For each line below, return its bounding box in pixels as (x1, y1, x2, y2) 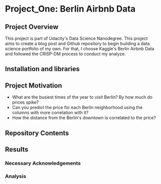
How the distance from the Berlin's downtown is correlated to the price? (12, 115, 156, 121)
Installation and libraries (5, 65, 80, 73)
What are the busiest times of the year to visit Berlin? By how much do (12, 94, 153, 100)
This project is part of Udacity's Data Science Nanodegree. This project (5, 35, 148, 41)
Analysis (5, 173, 27, 180)
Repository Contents (5, 129, 69, 137)
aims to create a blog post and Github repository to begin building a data (5, 41, 150, 46)
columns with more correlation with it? (12, 110, 89, 116)
